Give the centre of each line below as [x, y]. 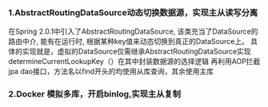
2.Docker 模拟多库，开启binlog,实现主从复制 [95, 94]
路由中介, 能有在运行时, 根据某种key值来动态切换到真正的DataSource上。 [129, 42]
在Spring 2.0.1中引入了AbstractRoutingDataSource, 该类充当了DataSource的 [133, 32]
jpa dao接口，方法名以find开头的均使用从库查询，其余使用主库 [111, 71]
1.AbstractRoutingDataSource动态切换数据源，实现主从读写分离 [133, 12]
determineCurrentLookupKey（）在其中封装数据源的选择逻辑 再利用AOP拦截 [134, 61]
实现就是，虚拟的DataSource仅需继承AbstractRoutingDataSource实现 [136, 52]
